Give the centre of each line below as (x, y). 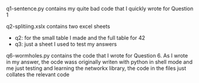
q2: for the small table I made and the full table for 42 (80, 38)
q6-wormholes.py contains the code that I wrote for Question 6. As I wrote (97, 55)
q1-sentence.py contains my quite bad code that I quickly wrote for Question (100, 9)
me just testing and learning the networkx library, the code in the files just (96, 68)
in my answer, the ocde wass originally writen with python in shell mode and (99, 62)
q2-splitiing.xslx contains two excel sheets (58, 26)
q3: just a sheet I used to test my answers (66, 44)
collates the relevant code (38, 74)
